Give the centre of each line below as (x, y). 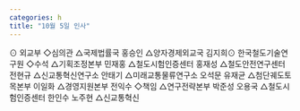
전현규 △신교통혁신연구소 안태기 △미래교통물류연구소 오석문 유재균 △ (133, 75)
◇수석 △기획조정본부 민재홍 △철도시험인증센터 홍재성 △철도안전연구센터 (155, 64)
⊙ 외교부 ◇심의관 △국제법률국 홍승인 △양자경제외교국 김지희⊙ (122, 52)
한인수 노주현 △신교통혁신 (94, 97)
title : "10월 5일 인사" (50, 26)
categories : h (36, 17)
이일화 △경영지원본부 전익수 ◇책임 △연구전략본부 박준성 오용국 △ (150, 86)
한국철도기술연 (262, 52)
